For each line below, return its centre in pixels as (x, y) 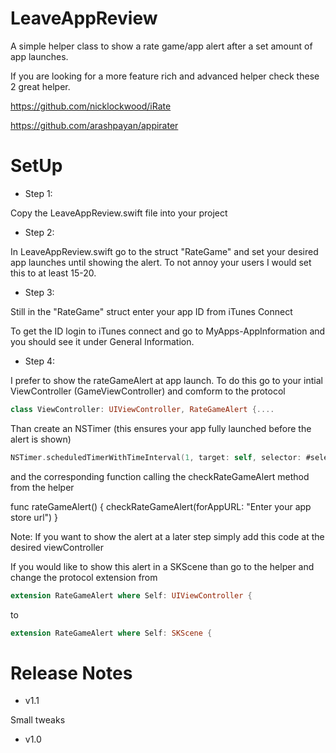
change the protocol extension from (84, 577)
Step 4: (39, 361)
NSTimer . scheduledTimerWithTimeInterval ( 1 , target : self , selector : (156, 457)
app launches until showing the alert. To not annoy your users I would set (161, 262)
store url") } (34, 517)
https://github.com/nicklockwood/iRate (91, 106)
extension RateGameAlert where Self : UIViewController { (131, 595)
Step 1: (38, 193)
